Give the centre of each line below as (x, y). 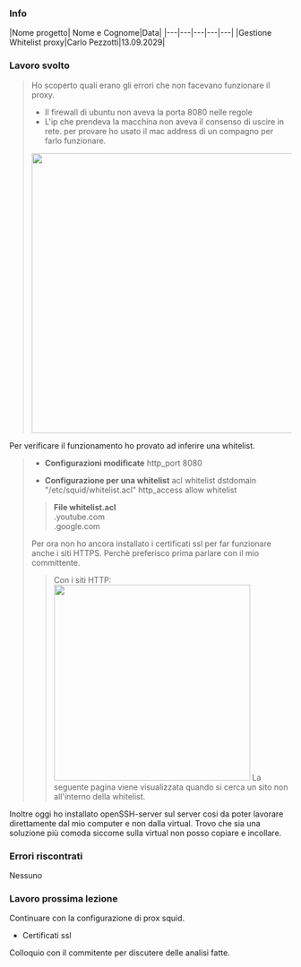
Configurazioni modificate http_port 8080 (124, 463)
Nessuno (26, 875)
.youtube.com (79, 517)
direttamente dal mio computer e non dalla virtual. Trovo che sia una (135, 823)
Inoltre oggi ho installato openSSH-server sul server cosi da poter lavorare (146, 814)
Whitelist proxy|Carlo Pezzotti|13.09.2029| (87, 42)
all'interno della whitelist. (99, 796)
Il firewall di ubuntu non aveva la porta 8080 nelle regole (149, 112)
